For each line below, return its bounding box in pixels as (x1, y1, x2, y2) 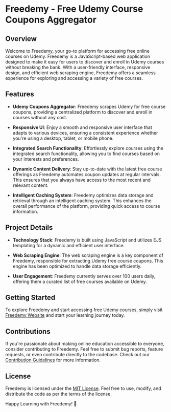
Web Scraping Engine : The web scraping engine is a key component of (12, 252, 163, 258)
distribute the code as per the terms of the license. (5, 391, 112, 397)
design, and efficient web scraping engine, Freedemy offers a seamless (5, 70, 156, 76)
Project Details (5, 223, 53, 232)
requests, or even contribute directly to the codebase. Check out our (5, 352, 150, 358)
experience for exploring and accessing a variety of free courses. (5, 75, 143, 81)
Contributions (5, 327, 51, 336)
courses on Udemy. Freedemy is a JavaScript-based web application (5, 53, 151, 59)
